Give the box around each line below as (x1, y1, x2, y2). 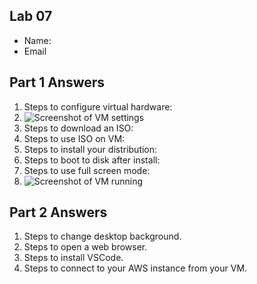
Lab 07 (9, 8, 53, 25)
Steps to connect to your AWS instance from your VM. (23, 262, 248, 274)
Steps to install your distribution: (23, 143, 158, 155)
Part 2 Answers (9, 204, 108, 221)
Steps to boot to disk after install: (23, 154, 161, 166)
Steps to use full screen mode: (23, 164, 151, 176)
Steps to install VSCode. (23, 252, 124, 264)
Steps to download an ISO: (23, 122, 134, 134)
